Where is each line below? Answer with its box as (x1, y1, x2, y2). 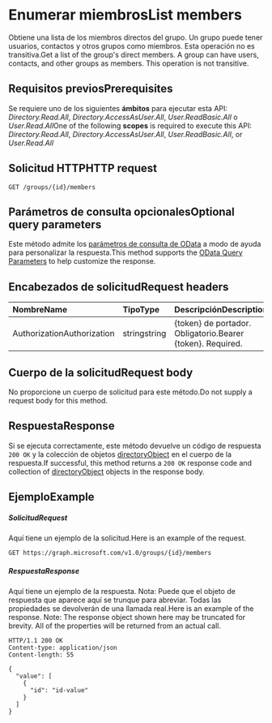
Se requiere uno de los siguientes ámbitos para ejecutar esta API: (8, 103, 228, 113)
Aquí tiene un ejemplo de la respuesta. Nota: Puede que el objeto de (8, 587, 236, 596)
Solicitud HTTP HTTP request (8, 161, 158, 175)
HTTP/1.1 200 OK (8, 637, 63, 645)
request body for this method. (8, 396, 108, 405)
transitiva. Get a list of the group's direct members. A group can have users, (8, 49, 259, 59)
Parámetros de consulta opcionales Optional (8, 204, 235, 218)
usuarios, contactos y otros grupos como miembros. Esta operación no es (8, 41, 255, 50)
